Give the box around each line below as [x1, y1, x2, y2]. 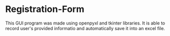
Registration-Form [5, 3, 85, 15]
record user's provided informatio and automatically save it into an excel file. [5, 25, 165, 31]
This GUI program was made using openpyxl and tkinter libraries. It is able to [5, 20, 165, 26]
